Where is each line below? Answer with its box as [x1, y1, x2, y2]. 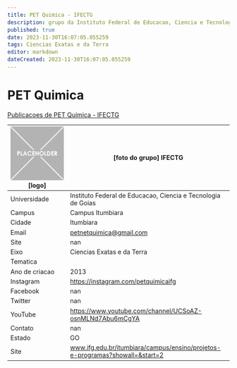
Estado [10, 333, 31, 342]
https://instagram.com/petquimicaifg [70, 277, 176, 286]
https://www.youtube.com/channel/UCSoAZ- [70, 307, 202, 315]
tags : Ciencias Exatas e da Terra [7, 41, 109, 49]
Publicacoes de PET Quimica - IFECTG [7, 110, 120, 119]
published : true [7, 26, 55, 33]
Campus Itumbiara [70, 209, 123, 217]
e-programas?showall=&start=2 [70, 351, 164, 360]
